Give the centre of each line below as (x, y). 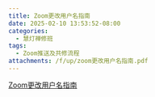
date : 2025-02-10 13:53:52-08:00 (65, 23)
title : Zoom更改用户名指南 (49, 16)
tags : (17, 46)
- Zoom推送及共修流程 (48, 53)
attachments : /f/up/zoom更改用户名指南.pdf (78, 61)
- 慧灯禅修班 (35, 38)
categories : (28, 31)
